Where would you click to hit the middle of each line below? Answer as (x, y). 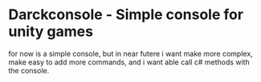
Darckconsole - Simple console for (126, 15)
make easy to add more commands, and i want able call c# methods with (129, 62)
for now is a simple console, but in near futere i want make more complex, (130, 53)
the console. (29, 70)
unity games (51, 31)
